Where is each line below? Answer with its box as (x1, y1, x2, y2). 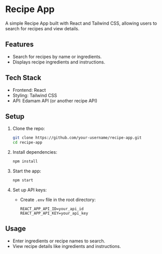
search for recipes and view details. (5, 25, 80, 31)
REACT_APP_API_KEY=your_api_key (20, 211, 88, 216)
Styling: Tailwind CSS (12, 92, 57, 98)
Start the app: (12, 168, 41, 174)
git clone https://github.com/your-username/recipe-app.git (12, 135, 142, 141)
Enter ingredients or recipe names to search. (12, 238, 105, 244)
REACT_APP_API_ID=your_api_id (20, 206, 84, 211)
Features (5, 40, 34, 49)
